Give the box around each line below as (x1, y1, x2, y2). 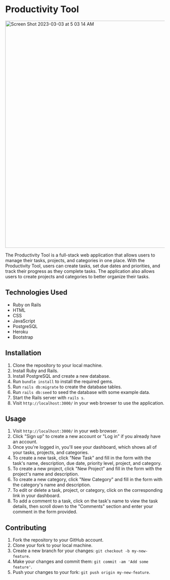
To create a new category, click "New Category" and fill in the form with (12, 477, 163, 483)
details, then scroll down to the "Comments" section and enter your (12, 503, 153, 510)
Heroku (12, 329, 28, 335)
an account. (12, 439, 38, 445)
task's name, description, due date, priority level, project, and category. (12, 460, 162, 466)
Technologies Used (5, 288, 67, 297)
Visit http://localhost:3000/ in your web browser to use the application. (12, 400, 164, 406)
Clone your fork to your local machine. (12, 542, 93, 549)
